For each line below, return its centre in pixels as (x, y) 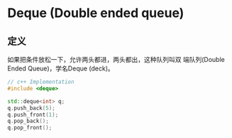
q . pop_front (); (30, 128)
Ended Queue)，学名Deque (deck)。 (61, 68)
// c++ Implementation (41, 82)
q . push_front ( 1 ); (33, 115)
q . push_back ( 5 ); (31, 108)
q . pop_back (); (28, 121)
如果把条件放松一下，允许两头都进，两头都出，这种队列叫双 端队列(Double (116, 59)
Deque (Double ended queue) (96, 13)
